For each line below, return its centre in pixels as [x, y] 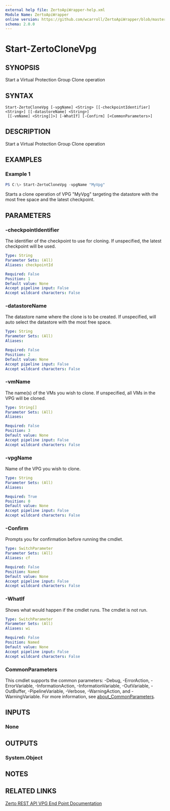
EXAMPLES [24, 160]
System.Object [24, 757]
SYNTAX [19, 96]
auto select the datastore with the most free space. [58, 322]
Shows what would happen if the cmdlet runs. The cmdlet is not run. [76, 610]
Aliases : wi [18, 628]
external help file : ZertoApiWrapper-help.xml [55, 10]
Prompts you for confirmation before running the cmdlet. [64, 539]
